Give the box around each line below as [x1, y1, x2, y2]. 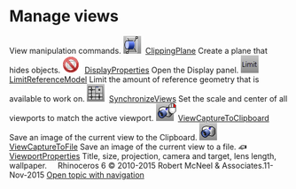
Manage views [9, 6, 120, 26]
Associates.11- [222, 160, 274, 170]
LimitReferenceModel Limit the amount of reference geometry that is [9, 73, 260, 85]
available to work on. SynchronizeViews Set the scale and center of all [9, 93, 288, 103]
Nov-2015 [9, 170, 45, 180]
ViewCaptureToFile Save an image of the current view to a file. [9, 141, 237, 152]
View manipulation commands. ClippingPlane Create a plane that [9, 45, 268, 56]
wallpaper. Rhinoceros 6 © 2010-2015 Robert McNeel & [9, 160, 221, 170]
